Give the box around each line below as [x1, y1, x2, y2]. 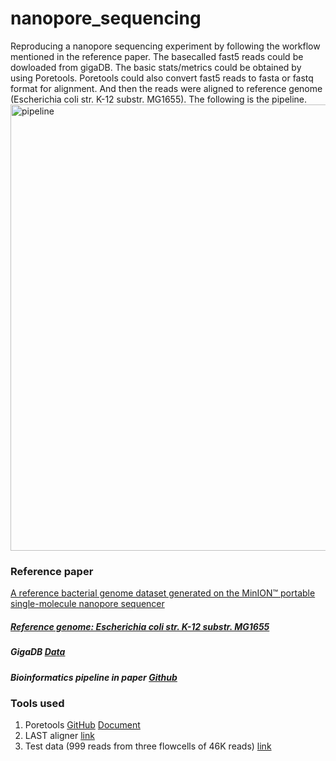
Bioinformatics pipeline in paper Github [10, 671, 178, 683]
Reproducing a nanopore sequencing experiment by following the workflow [10, 40, 321, 52]
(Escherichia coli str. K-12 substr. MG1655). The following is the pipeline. [10, 93, 308, 105]
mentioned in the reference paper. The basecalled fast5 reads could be [10, 50, 304, 62]
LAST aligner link [24, 730, 95, 742]
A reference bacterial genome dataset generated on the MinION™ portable [10, 587, 316, 599]
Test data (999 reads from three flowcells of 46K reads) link [24, 740, 272, 752]
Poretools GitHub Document [24, 719, 141, 731]
